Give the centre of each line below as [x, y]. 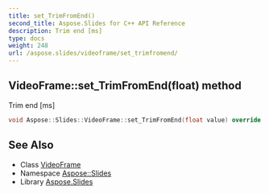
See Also [31, 145]
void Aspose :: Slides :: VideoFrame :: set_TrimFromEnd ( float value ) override [135, 120]
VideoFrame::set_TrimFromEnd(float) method [125, 86]
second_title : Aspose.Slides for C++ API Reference [97, 23]
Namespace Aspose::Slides [66, 173]
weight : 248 [28, 46]
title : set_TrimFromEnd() [52, 16]
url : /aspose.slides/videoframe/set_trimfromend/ [93, 53]
